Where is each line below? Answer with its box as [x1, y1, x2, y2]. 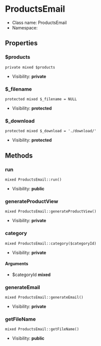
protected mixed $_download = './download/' [5, 129, 97, 134]
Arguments [5, 261, 29, 267]
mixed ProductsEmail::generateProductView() [5, 209, 97, 214]
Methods [5, 151, 33, 160]
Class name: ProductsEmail [12, 20, 67, 25]
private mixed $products [5, 65, 55, 69]
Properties [5, 39, 38, 47]
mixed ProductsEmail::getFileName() [5, 327, 79, 332]
